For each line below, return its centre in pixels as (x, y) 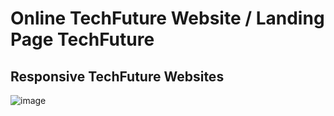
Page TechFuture (82, 39)
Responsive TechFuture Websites (117, 76)
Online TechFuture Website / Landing (167, 18)
